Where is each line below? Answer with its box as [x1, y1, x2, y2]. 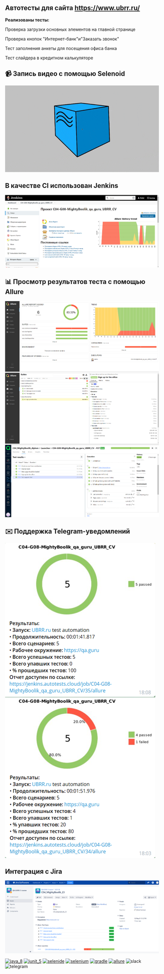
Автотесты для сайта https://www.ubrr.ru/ [5, 4, 140, 12]
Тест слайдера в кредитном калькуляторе [5, 55, 94, 61]
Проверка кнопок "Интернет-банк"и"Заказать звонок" [5, 36, 120, 42]
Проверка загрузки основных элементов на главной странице [5, 26, 136, 32]
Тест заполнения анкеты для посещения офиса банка [5, 45, 117, 51]
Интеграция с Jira [5, 867, 62, 876]
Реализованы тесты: [5, 17, 50, 23]
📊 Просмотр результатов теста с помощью [5, 278, 145, 286]
